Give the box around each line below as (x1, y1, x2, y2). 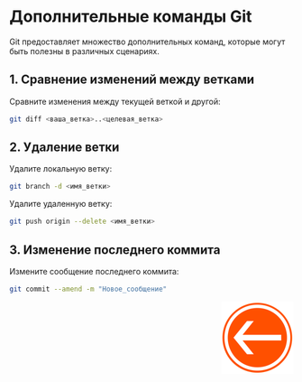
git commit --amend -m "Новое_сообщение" (9, 284, 168, 293)
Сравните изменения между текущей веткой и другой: (9, 96, 221, 107)
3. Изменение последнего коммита (9, 242, 221, 257)
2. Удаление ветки (9, 140, 120, 155)
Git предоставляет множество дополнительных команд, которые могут (9, 36, 286, 47)
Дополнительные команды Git (9, 6, 252, 27)
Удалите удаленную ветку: (9, 199, 113, 210)
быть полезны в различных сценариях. (9, 45, 160, 56)
